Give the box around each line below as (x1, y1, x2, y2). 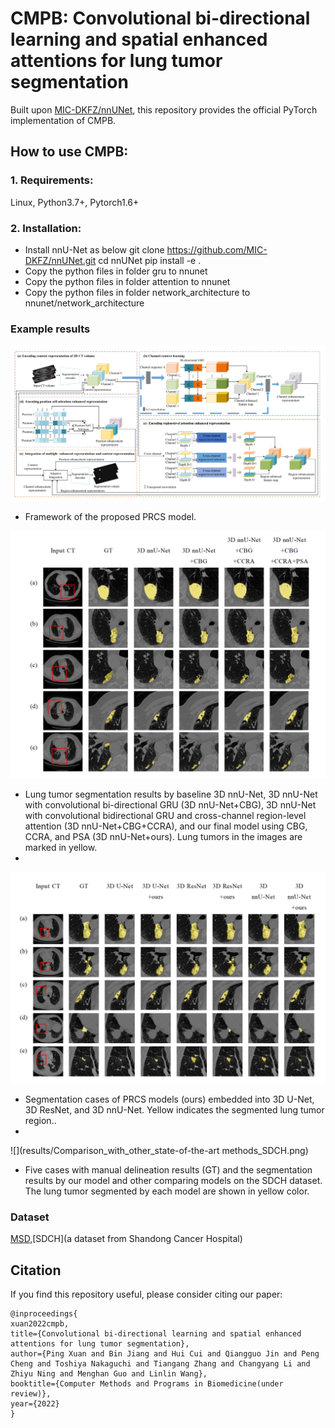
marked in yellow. (24, 842, 98, 854)
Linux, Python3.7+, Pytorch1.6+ (10, 196, 140, 208)
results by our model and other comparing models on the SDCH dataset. (24, 1175, 323, 1187)
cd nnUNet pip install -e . (98, 254, 202, 266)
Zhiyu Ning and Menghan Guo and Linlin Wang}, (10, 1369, 208, 1379)
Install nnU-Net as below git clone (24, 243, 165, 256)
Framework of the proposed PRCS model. (24, 510, 197, 522)
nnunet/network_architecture (24, 297, 145, 309)
